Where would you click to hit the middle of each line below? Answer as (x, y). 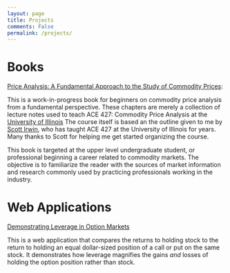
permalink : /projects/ (40, 33)
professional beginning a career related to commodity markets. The (103, 157)
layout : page (26, 14)
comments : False (30, 26)
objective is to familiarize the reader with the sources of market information (114, 165)
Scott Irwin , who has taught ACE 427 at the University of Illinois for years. (112, 130)
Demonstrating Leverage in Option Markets (68, 227)
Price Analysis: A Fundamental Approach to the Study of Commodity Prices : (115, 87)
